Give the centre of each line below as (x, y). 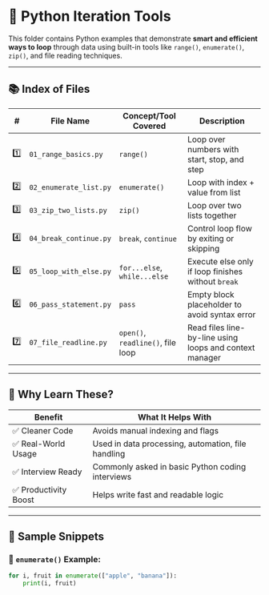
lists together (212, 215)
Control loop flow (219, 228)
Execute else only (220, 261)
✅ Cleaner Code (43, 430)
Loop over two (214, 205)
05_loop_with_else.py (70, 271)
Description (222, 121)
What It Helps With (175, 417)
